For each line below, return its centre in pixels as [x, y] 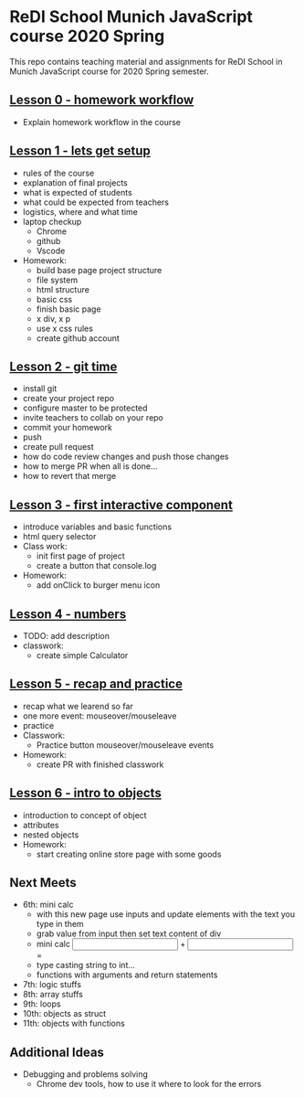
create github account [78, 338]
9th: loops [42, 1004]
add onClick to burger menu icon [98, 585]
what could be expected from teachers [96, 202]
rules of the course [58, 173]
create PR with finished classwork [100, 764]
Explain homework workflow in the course [101, 122]
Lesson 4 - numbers [68, 614]
